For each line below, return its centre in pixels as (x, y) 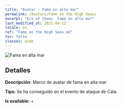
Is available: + (19, 101)
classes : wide (19, 41)
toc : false (16, 37)
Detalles (18, 70)
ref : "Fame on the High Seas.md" (39, 32)
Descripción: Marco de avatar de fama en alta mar (56, 82)
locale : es (16, 28)
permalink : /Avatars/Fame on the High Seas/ (51, 14)
